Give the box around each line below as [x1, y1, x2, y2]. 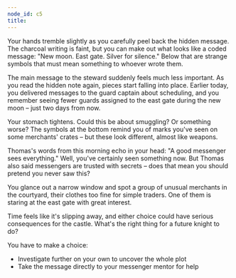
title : [7, 17, 27, 24]
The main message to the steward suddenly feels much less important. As [7, 73, 225, 82]
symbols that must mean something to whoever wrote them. [7, 59, 183, 68]
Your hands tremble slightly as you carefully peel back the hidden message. [7, 36, 230, 45]
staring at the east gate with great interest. [7, 197, 132, 207]
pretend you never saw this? [7, 169, 90, 177]
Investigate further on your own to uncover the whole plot [17, 254, 187, 263]
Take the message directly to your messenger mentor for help [17, 262, 199, 271]
